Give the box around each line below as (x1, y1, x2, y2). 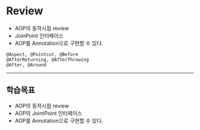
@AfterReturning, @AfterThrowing (6, 57, 89, 63)
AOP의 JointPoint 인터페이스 (14, 109, 82, 117)
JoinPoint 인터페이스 (14, 32, 64, 39)
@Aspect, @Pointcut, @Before (6, 51, 79, 57)
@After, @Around (6, 61, 46, 68)
